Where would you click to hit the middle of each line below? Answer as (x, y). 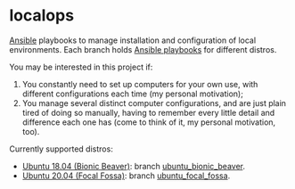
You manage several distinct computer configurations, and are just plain (154, 103)
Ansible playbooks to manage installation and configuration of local (133, 40)
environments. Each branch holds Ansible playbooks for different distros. (143, 49)
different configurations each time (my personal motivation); (132, 94)
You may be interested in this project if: (81, 67)
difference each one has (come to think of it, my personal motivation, (149, 122)
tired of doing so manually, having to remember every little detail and (148, 112)
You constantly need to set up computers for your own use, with (140, 84)
